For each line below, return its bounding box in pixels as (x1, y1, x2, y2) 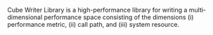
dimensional (7, 13, 43, 21)
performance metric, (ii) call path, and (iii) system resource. (7, 21, 180, 28)
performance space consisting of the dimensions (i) (44, 13, 194, 21)
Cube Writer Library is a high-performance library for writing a (7, 6, 188, 14)
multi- (188, 6, 206, 14)
